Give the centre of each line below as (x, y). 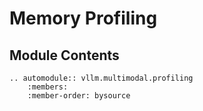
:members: (48, 87)
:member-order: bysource (79, 96)
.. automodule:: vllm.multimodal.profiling (101, 78)
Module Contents (64, 55)
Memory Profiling (83, 18)
